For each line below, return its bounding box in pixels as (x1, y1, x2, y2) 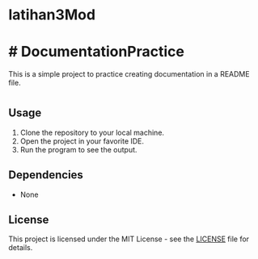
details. (8, 243, 33, 253)
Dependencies (8, 168, 83, 182)
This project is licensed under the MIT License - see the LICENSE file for (8, 234, 249, 244)
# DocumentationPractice (8, 43, 184, 61)
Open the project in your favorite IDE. (19, 136, 144, 146)
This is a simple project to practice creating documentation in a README (8, 69, 250, 79)
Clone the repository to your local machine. (19, 127, 164, 137)
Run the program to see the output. (19, 144, 137, 154)
